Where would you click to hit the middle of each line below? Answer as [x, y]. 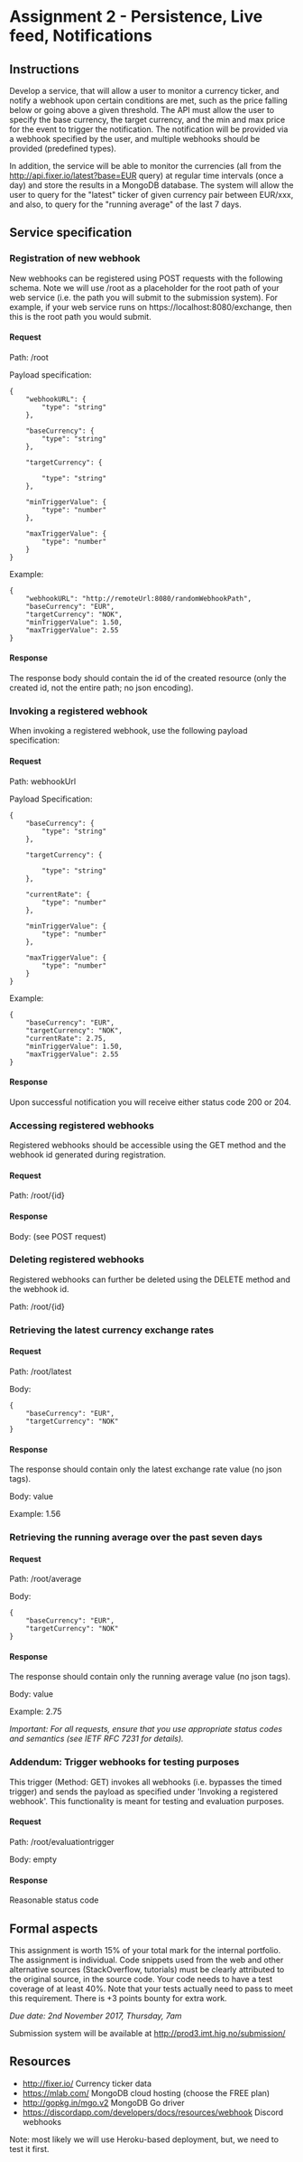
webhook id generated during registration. [88, 1155]
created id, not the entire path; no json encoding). [101, 688]
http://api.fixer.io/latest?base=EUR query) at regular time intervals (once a [147, 175]
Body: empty [33, 1859]
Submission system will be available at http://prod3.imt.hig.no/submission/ [147, 2033]
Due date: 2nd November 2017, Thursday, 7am [96, 2016]
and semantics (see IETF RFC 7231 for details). [96, 1739]
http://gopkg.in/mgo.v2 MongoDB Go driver [103, 2102]
